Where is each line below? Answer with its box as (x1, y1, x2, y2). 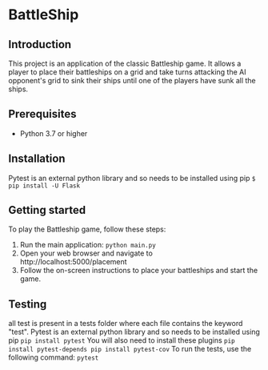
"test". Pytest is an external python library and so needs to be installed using (8, 327, 260, 337)
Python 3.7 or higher (19, 128, 88, 138)
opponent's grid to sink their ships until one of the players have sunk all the (8, 76, 256, 85)
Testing (8, 297, 47, 311)
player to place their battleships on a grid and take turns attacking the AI (8, 67, 246, 77)
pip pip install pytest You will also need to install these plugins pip (8, 336, 235, 345)
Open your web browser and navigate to (19, 248, 154, 258)
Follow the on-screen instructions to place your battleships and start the (19, 266, 258, 275)
